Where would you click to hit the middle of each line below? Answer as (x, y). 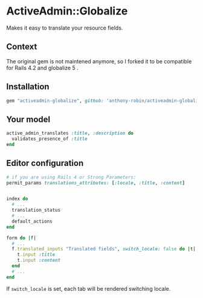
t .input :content (39, 261)
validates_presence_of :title (50, 139)
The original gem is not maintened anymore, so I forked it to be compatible (99, 61)
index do (17, 199)
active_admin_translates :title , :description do (70, 133)
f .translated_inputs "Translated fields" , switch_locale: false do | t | (104, 249)
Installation (28, 87)
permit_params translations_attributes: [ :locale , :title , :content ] (96, 183)
